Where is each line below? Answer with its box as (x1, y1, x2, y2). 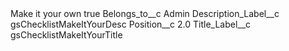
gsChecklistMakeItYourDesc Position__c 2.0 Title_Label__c (10, 18, 252, 30)
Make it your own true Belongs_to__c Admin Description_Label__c (10, 8, 280, 19)
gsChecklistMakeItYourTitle (10, 29, 123, 41)
